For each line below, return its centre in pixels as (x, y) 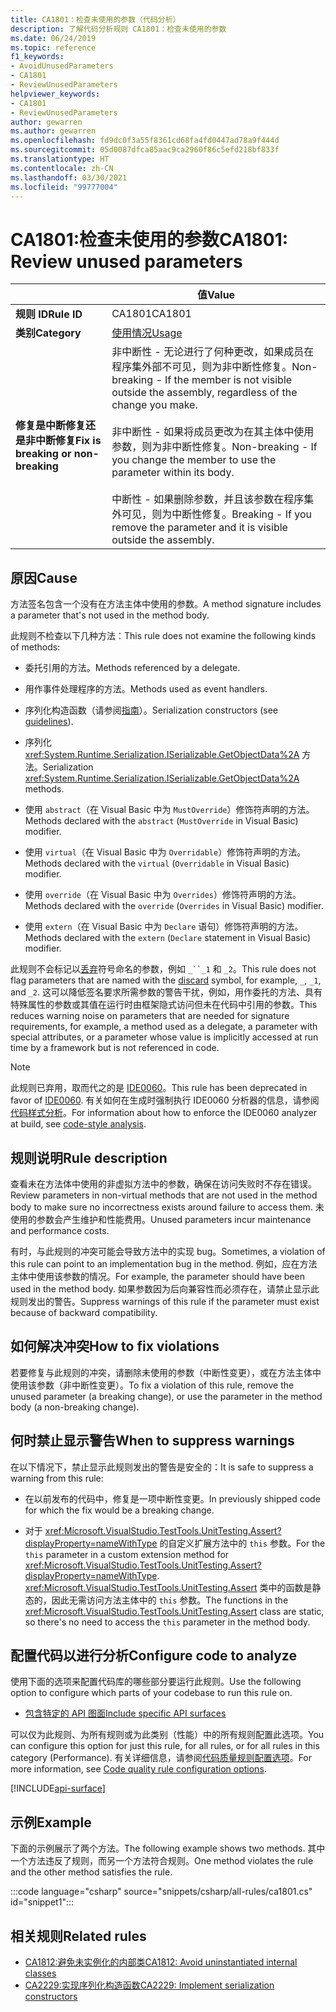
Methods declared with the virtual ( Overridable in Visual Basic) (157, 863)
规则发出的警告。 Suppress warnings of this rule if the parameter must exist (165, 1301)
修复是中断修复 (51, 426)
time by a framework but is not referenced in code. (115, 1048)
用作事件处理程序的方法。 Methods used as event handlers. (146, 689)
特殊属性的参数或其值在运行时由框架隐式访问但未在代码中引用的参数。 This (164, 1005)
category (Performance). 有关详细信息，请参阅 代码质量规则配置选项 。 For (161, 1758)
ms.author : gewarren (53, 131)
